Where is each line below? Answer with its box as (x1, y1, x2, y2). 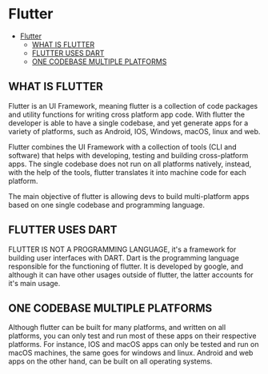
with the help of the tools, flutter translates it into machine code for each (8, 167, 246, 177)
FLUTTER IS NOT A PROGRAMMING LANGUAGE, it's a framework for (8, 245, 237, 254)
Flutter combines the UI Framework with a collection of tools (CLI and (8, 141, 238, 152)
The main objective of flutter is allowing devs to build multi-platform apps (8, 191, 250, 201)
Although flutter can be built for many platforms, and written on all (8, 323, 226, 332)
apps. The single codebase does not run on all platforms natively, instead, (8, 159, 252, 169)
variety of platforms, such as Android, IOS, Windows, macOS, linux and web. (8, 126, 261, 136)
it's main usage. (8, 278, 61, 288)
